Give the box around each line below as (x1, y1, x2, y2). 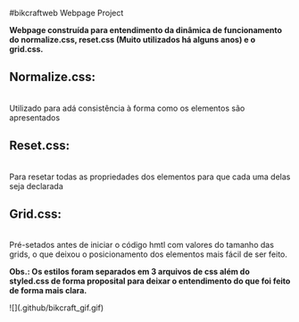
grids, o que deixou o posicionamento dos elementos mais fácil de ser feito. (9, 249, 288, 260)
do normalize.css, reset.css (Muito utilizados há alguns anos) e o (9, 35, 256, 45)
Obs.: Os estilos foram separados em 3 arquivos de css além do (9, 267, 250, 277)
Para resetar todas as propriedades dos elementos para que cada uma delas (9, 171, 291, 182)
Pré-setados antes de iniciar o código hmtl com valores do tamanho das (9, 240, 275, 251)
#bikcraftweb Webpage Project (9, 8, 124, 18)
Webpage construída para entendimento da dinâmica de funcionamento (9, 25, 283, 35)
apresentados (9, 111, 61, 123)
